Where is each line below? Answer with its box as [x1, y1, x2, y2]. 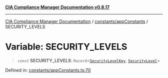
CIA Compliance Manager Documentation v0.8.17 [5, 4, 110, 10]
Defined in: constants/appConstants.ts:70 [5, 67, 91, 73]
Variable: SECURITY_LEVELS [5, 41, 127, 53]
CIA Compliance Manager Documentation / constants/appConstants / [5, 18, 148, 24]
